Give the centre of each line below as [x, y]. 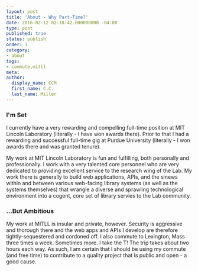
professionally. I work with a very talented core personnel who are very [92, 164]
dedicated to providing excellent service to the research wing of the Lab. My [99, 171]
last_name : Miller [34, 94]
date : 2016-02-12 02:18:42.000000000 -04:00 [62, 22]
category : [18, 50]
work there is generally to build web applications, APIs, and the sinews [92, 177]
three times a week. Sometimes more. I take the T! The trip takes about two [98, 243]
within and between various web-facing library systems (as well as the [92, 183]
